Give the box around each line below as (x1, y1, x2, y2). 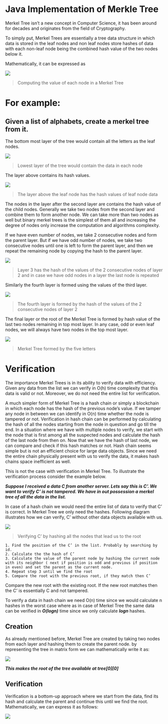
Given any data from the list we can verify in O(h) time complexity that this (5, 385, 158, 391)
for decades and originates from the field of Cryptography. (5, 25, 126, 31)
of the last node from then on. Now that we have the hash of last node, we (5, 437, 158, 443)
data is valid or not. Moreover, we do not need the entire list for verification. (5, 390, 160, 396)
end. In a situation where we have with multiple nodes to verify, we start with (5, 426, 163, 432)
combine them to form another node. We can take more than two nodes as (5, 211, 159, 217)
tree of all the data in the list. (5, 493, 66, 499)
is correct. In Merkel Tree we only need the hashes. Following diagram (5, 508, 150, 514)
